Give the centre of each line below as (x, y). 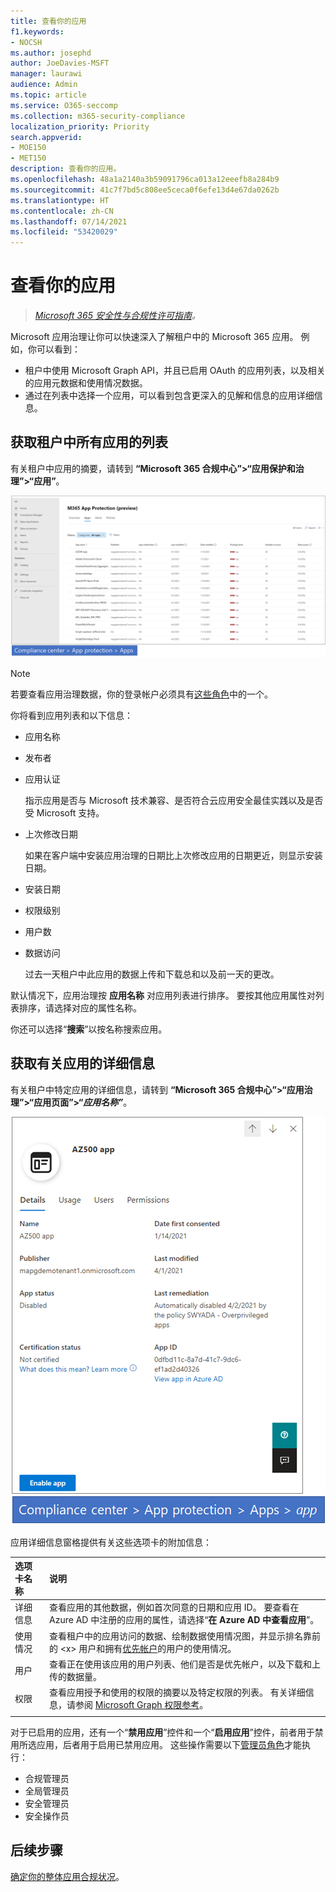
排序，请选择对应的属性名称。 (80, 1007)
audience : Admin (44, 85)
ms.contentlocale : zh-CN (62, 211)
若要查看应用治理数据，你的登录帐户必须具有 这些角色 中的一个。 (141, 694)
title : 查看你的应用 (48, 21)
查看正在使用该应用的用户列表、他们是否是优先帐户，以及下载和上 (185, 1664)
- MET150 (28, 158)
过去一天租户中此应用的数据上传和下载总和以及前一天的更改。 (152, 974)
